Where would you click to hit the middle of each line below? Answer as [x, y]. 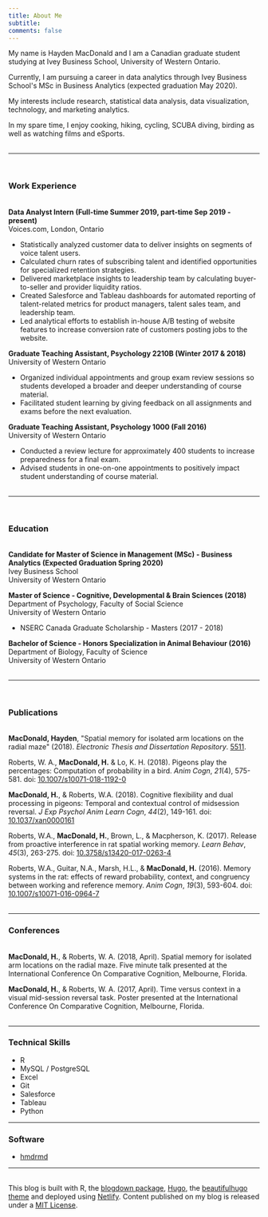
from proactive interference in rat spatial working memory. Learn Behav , [127, 844]
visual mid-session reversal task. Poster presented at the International [123, 997]
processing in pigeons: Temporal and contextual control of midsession [124, 804]
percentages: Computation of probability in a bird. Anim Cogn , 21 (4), [121, 771]
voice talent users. [50, 253]
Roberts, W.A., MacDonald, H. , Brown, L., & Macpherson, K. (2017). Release [132, 836]
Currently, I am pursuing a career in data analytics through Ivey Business [128, 78]
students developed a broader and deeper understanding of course [130, 385]
